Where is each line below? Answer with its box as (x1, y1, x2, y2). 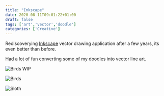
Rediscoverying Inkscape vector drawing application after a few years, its (5, 40, 159, 46)
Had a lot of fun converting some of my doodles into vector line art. (5, 56, 147, 62)
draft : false (5, 17, 33, 22)
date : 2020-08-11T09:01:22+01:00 (5, 12, 76, 17)
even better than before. (5, 46, 57, 52)
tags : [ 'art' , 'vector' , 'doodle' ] (5, 21, 76, 27)
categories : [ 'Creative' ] (5, 27, 60, 32)
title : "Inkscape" (5, 7, 44, 13)
